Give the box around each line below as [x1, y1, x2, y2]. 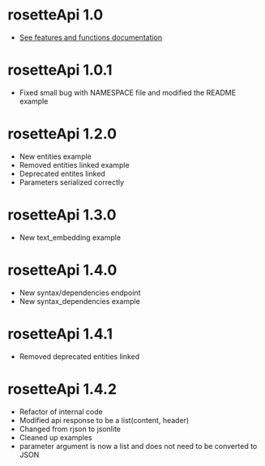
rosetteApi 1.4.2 [7, 379, 118, 398]
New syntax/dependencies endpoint [19, 288, 141, 297]
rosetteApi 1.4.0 [7, 261, 118, 279]
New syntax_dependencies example [19, 296, 141, 306]
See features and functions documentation [19, 32, 163, 42]
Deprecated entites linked [19, 169, 106, 178]
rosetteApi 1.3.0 [7, 206, 117, 224]
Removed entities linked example [19, 160, 130, 169]
